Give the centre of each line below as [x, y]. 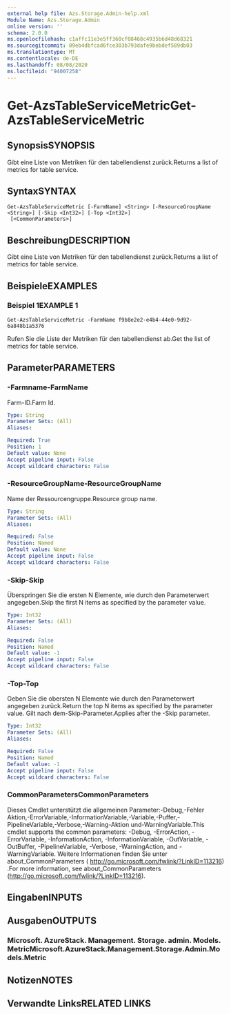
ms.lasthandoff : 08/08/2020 [48, 65]
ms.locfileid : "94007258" [44, 71]
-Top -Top [23, 684]
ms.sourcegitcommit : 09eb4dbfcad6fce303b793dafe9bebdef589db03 [100, 46]
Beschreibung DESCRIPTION [69, 240]
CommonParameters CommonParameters [78, 794]
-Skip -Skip [26, 580]
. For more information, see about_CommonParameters [84, 868]
